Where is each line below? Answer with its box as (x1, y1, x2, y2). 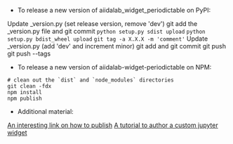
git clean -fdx (7, 83, 52, 90)
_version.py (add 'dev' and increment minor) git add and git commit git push (7, 42, 227, 50)
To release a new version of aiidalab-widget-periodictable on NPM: (17, 63, 212, 71)
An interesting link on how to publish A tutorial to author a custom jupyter (7, 121, 219, 129)
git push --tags (7, 49, 51, 58)
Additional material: (17, 107, 74, 115)
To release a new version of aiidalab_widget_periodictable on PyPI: (17, 6, 211, 14)
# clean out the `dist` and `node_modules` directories (7, 77, 174, 84)
